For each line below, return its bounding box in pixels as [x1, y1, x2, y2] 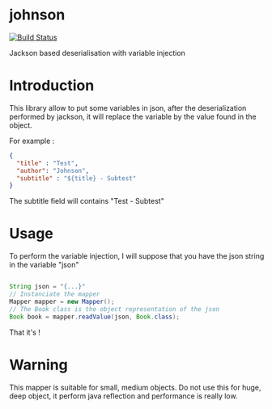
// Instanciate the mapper [9, 290, 100, 298]
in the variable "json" [9, 260, 79, 270]
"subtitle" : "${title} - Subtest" [16, 174, 137, 183]
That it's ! [9, 327, 41, 337]
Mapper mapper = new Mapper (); [9, 297, 115, 306]
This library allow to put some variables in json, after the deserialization [9, 103, 247, 112]
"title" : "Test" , [16, 159, 79, 167]
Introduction [9, 77, 95, 95]
